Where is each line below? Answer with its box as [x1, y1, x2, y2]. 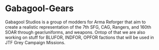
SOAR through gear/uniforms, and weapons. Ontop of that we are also [5, 29, 146, 35]
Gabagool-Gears [5, 3, 74, 14]
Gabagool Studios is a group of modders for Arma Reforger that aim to [5, 19, 146, 25]
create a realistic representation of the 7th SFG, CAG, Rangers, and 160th [5, 24, 152, 30]
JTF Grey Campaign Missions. [5, 39, 66, 45]
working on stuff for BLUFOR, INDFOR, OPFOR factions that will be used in [5, 34, 154, 40]
